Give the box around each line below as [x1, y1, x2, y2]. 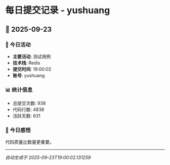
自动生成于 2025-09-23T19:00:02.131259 [5, 154, 91, 160]
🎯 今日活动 [5, 41, 31, 48]
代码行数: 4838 [12, 106, 45, 113]
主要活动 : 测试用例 [12, 53, 51, 60]
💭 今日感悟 [5, 127, 31, 134]
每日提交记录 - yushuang [5, 5, 110, 16]
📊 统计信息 [5, 86, 33, 93]
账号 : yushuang [12, 72, 45, 78]
